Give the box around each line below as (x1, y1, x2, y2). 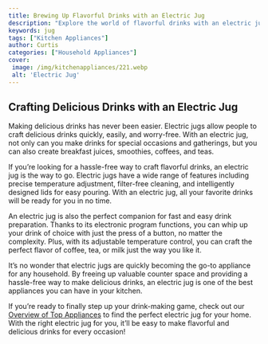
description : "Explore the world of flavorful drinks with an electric (8, 19, 251, 27)
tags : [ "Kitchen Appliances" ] (8, 33, 109, 42)
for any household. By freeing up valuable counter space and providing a (8, 269, 249, 279)
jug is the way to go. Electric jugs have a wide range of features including (8, 170, 250, 180)
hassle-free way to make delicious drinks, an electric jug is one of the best (8, 278, 254, 287)
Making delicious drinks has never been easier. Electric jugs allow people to (8, 121, 258, 131)
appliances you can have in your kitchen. (8, 286, 143, 295)
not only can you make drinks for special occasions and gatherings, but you (8, 139, 258, 148)
